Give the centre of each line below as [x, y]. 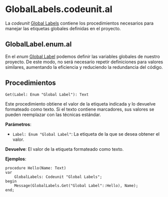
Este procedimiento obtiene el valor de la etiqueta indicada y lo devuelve [80, 104]
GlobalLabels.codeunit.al [59, 9]
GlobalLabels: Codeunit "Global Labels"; [58, 177]
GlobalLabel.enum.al [38, 44]
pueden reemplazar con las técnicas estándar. [53, 115]
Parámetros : [18, 124]
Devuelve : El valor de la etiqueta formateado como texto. [65, 149]
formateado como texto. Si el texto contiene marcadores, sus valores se [80, 109]
